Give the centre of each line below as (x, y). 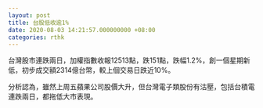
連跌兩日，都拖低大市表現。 (53, 97)
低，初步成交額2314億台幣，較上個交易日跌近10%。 (92, 70)
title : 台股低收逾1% (38, 23)
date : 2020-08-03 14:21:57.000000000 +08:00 (82, 30)
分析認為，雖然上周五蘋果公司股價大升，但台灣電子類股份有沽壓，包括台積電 (131, 87)
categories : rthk (36, 37)
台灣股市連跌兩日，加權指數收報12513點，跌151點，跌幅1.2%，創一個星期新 (129, 60)
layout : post (29, 15)
